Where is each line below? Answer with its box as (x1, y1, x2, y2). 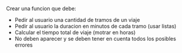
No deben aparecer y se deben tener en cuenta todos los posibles (14, 35, 176, 42)
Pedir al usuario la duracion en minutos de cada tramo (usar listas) (14, 23, 177, 29)
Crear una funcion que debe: (6, 5, 77, 12)
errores (14, 41, 33, 48)
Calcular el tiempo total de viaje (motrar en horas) (14, 29, 136, 36)
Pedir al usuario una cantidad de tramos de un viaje (14, 16, 140, 23)
